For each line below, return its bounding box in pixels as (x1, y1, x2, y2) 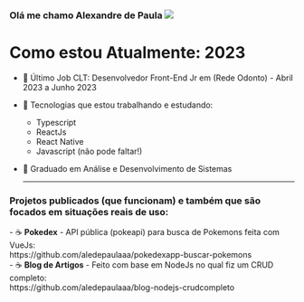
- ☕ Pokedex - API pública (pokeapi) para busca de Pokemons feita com (9, 227, 280, 238)
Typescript (35, 117, 77, 127)
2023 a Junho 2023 (22, 81, 97, 92)
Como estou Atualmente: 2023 (9, 42, 246, 63)
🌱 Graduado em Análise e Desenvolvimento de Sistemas (22, 163, 233, 174)
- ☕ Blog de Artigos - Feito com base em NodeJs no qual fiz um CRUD (9, 260, 274, 270)
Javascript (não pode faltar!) (35, 146, 143, 156)
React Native (35, 136, 84, 146)
